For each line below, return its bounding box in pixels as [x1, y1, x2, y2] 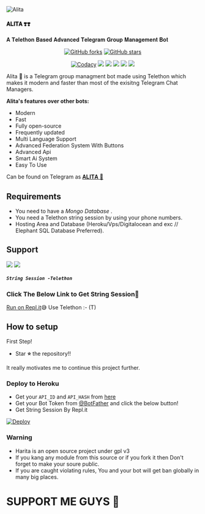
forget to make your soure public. [15, 460, 100, 468]
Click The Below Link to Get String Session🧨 [6, 290, 140, 298]
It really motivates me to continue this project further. [6, 364, 141, 371]
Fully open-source [15, 122, 62, 130]
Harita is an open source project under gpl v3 [15, 447, 130, 455]
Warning [6, 433, 32, 442]
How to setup [6, 321, 58, 332]
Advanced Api [15, 149, 51, 156]
